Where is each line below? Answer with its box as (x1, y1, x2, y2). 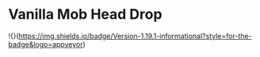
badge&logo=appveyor (8, 39, 83, 48)
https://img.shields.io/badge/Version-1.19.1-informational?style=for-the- (18, 31, 252, 41)
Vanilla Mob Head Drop (8, 5, 162, 23)
